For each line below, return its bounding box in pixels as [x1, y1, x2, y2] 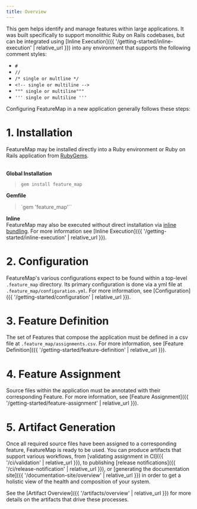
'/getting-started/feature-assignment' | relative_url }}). [6, 399, 139, 407]
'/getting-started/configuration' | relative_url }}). [14, 293, 131, 301]
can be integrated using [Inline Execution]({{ [6, 38, 115, 45]
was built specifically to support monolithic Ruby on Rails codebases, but [6, 31, 185, 39]
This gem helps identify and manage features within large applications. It [6, 25, 184, 32]
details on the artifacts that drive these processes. [6, 496, 129, 503]
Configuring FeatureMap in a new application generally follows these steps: [6, 105, 191, 112]
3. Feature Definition [6, 314, 109, 327]
